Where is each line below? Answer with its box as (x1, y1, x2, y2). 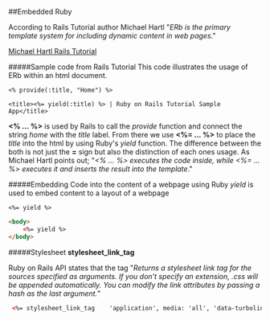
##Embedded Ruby (8, 7, 72, 16)
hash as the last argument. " (8, 289, 101, 298)
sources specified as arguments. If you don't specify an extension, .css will (8, 271, 259, 281)
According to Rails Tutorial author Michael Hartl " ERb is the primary (8, 23, 231, 31)
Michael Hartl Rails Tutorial (8, 47, 97, 55)
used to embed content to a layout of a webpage (8, 188, 170, 198)
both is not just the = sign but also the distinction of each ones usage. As (8, 147, 251, 156)
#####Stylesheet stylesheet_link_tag (8, 247, 135, 256)
